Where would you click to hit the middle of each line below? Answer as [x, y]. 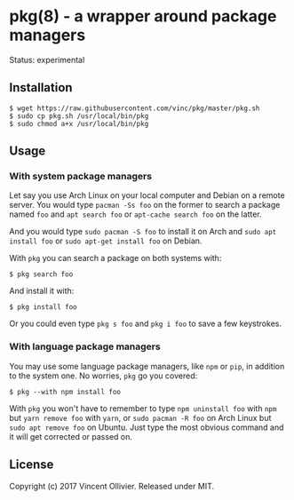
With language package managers [85, 346]
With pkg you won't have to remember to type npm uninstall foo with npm [143, 408]
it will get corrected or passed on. [71, 436]
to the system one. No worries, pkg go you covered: [103, 376]
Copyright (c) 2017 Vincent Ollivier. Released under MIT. [112, 486]
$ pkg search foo [41, 274]
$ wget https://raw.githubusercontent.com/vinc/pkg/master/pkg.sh [135, 108]
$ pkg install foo [43, 307]
